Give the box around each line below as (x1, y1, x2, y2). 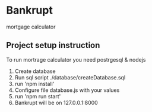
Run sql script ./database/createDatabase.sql (14, 73, 126, 81)
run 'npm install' (14, 80, 55, 87)
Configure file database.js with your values (14, 87, 120, 94)
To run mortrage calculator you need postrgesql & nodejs (6, 56, 146, 63)
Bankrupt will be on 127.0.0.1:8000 (14, 99, 98, 106)
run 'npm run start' (14, 92, 61, 100)
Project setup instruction (6, 40, 100, 50)
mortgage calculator (6, 23, 56, 30)
